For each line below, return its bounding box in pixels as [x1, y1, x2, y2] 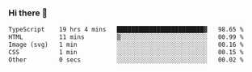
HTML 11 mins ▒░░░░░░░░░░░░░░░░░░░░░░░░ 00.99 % [8, 33, 244, 41]
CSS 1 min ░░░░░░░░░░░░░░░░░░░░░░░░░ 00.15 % [8, 48, 244, 56]
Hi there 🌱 [8, 7, 48, 19]
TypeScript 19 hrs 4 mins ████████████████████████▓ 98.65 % [8, 26, 244, 34]
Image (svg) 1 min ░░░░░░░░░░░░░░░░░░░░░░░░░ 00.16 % [8, 40, 244, 49]
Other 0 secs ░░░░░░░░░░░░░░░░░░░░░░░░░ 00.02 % [8, 56, 244, 64]
